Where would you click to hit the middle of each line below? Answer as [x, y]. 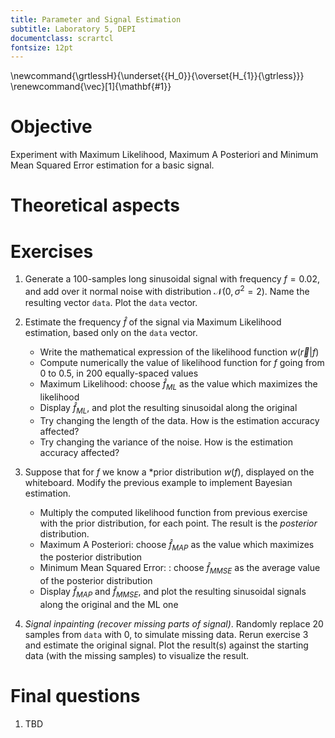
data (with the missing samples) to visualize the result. [137, 655]
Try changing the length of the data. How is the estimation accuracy [179, 420]
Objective [51, 127]
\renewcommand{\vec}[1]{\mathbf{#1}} [91, 87]
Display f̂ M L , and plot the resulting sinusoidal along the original [168, 408]
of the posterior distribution [96, 581]
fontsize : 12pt [42, 47]
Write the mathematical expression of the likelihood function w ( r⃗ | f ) [179, 352]
